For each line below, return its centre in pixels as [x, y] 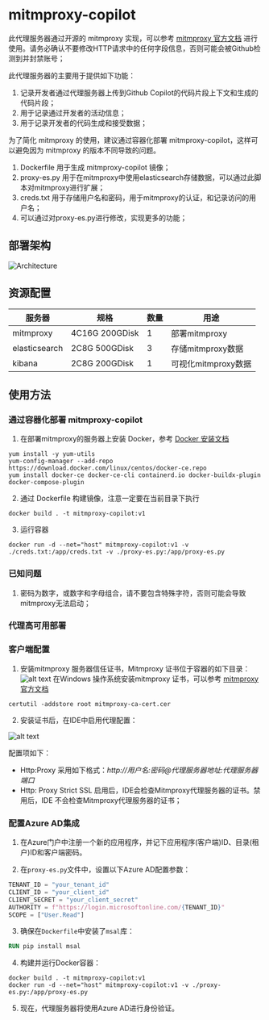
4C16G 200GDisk [105, 332]
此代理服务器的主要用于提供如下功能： [72, 75]
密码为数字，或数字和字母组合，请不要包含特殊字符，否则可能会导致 [133, 593]
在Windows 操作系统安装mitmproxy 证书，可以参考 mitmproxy [156, 679]
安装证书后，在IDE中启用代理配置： [79, 720]
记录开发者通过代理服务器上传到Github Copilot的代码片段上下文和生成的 [139, 92]
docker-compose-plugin [46, 483]
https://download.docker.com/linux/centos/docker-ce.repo [108, 468]
